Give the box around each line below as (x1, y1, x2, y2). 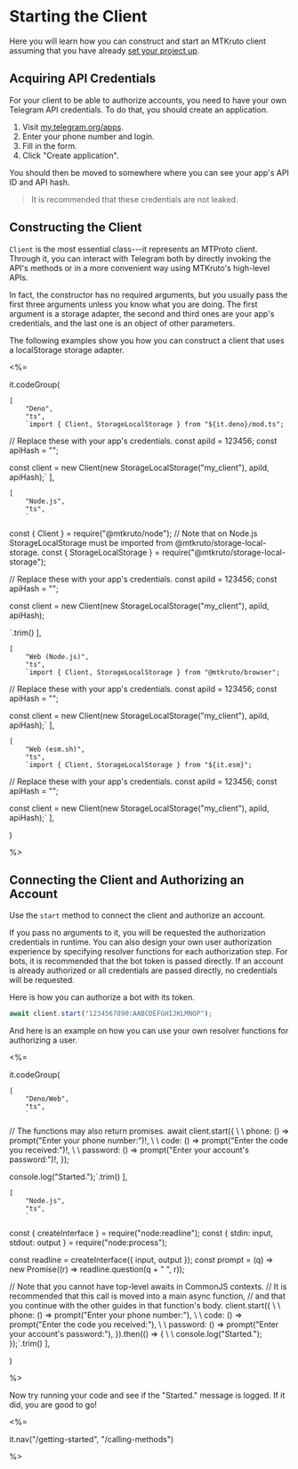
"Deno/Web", (25, 1094, 69, 1103)
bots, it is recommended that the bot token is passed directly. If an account (9, 956, 284, 967)
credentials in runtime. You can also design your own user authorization (9, 937, 272, 947)
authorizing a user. (9, 1035, 78, 1045)
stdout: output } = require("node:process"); (9, 1237, 167, 1248)
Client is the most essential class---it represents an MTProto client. (9, 243, 258, 254)
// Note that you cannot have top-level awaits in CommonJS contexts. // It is (9, 1282, 287, 1292)
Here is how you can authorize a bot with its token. (9, 992, 196, 1003)
